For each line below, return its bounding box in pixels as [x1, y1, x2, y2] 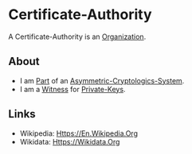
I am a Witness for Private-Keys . [19, 84, 126, 94]
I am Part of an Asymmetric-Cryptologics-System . [19, 75, 185, 85]
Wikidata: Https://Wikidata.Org [19, 137, 120, 146]
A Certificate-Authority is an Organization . [8, 32, 147, 41]
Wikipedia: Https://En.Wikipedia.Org [19, 129, 138, 138]
